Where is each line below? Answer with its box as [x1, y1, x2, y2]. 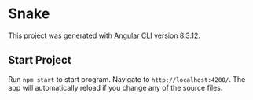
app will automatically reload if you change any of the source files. [8, 83, 223, 92]
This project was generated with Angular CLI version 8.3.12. [8, 31, 200, 40]
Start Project [8, 54, 72, 67]
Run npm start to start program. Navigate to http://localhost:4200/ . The [8, 74, 246, 83]
